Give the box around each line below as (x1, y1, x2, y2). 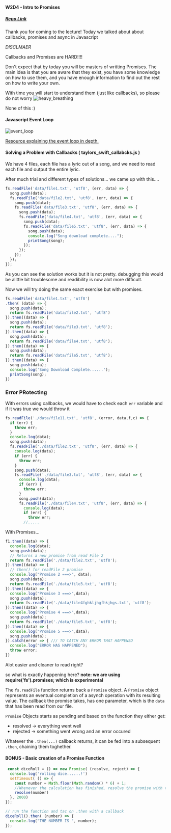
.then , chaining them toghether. (5, 743, 72, 749)
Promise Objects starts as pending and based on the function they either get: (5, 713, 166, 719)
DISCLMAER (5, 44, 32, 50)
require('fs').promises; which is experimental (5, 677, 103, 683)
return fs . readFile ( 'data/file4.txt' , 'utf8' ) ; (10, 339, 113, 344)
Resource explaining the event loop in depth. (5, 138, 99, 144)
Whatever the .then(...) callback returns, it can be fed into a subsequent (5, 738, 160, 744)
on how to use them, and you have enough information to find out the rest (5, 74, 160, 80)
